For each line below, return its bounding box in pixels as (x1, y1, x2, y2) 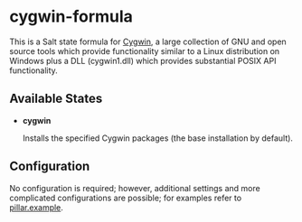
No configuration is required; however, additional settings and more (9, 182, 260, 193)
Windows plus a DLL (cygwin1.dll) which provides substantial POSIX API (9, 55, 277, 66)
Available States (9, 91, 103, 106)
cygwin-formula (9, 6, 134, 27)
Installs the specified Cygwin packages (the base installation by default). (22, 133, 294, 143)
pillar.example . (9, 201, 63, 213)
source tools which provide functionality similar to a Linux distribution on (9, 45, 280, 56)
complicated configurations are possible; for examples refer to (9, 192, 242, 203)
